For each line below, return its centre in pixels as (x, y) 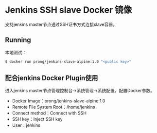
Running (18, 40)
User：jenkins (26, 125)
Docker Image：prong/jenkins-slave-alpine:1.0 (59, 101)
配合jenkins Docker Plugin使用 (52, 78)
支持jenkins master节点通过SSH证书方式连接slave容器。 (61, 24)
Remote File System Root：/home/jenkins (54, 107)
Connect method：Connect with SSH (49, 113)
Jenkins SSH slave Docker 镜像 (69, 10)
